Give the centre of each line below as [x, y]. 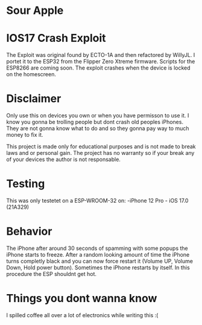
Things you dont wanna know [82, 299]
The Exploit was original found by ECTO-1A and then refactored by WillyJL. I [101, 55]
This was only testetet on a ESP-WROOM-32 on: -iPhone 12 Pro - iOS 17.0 [97, 201]
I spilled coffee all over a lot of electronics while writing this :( [82, 315]
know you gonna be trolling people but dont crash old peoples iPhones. [95, 122]
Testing [26, 184]
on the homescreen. [31, 74]
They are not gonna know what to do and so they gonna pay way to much [98, 128]
